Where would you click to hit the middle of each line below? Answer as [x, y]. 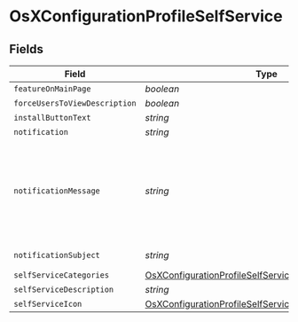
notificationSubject [57, 255]
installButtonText [52, 118]
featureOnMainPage [52, 89]
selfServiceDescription [64, 290]
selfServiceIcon [48, 304]
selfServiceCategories [61, 275]
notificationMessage [57, 191]
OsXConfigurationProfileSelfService [146, 16]
